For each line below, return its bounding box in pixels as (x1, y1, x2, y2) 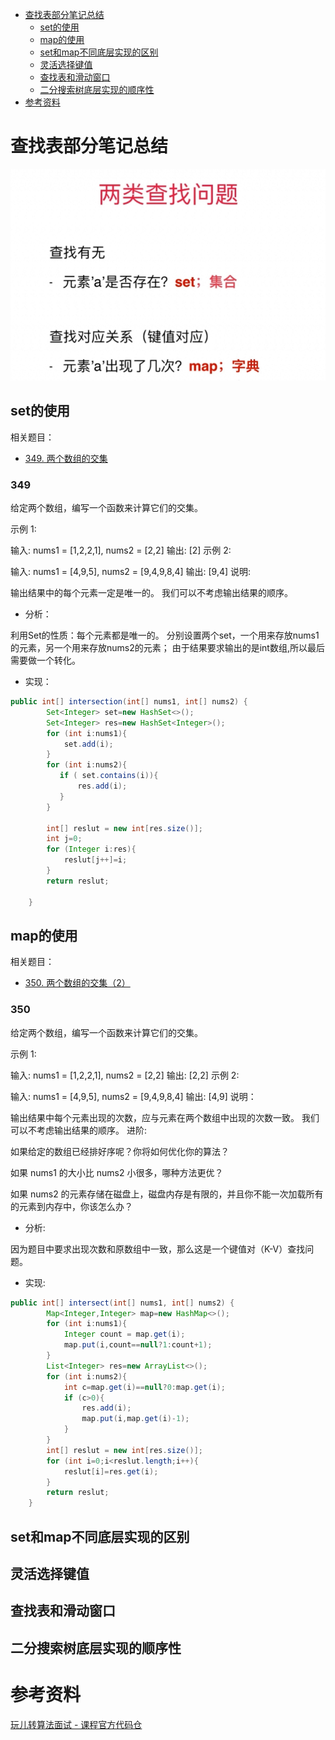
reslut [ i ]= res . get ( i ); (63, 1466, 159, 1477)
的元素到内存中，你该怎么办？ (10, 1200, 133, 1212)
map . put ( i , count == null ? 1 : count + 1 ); (63, 1340, 213, 1350)
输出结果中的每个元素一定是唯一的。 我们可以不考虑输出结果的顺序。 (10, 587, 293, 599)
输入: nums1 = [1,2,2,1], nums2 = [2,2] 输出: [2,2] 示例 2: (10, 1069, 240, 1081)
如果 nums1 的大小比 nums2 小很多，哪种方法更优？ (10, 1166, 224, 1178)
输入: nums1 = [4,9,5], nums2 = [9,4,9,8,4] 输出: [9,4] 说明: (10, 566, 252, 578)
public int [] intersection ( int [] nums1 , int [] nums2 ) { (10, 697, 248, 707)
